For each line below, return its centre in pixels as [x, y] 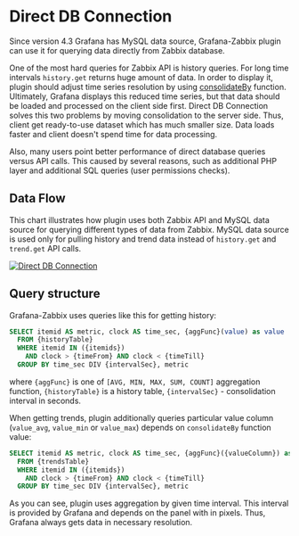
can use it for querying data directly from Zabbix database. [117, 50]
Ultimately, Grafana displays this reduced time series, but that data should [145, 96]
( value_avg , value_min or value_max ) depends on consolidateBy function [140, 427]
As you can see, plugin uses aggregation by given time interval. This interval [149, 503]
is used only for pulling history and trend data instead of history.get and [143, 239]
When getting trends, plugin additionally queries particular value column [141, 417]
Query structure [55, 294]
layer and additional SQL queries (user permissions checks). [120, 170]
